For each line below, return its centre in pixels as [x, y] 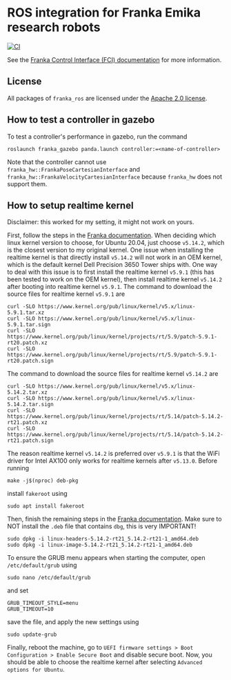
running [18, 468]
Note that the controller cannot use [57, 162]
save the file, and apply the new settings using [73, 622]
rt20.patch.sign [30, 361]
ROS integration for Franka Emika [104, 13]
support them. [27, 183]
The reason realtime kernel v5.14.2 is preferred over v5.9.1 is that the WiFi [113, 454]
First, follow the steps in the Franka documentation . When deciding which [112, 235]
